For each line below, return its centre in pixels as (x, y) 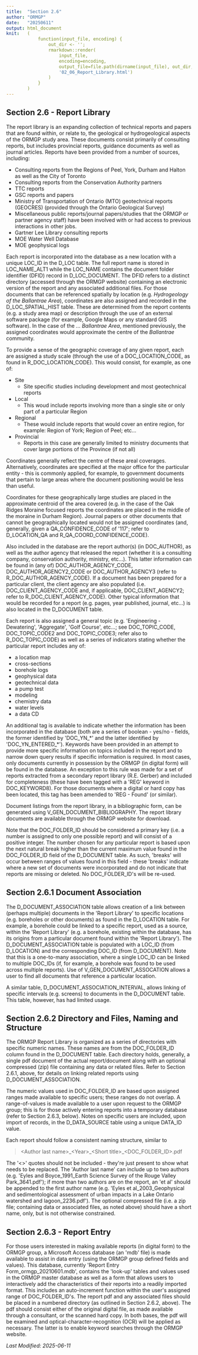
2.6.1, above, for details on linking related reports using (72, 1073)
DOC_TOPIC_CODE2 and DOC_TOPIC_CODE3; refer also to (77, 633)
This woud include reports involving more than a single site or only (104, 405)
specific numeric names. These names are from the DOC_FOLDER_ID (90, 1048)
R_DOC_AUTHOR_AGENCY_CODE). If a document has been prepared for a (96, 578)
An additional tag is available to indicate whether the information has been (96, 725)
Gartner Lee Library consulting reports (61, 232)
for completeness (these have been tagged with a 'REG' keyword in (88, 782)
